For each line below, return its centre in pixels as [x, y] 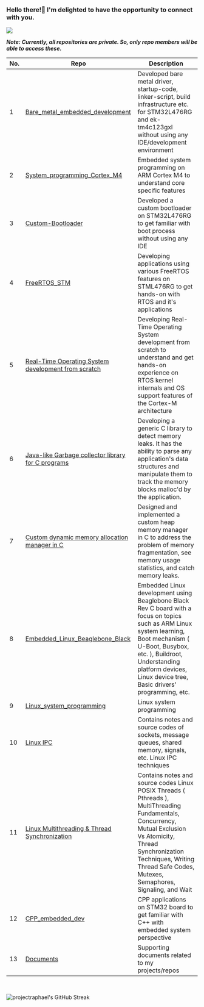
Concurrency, [157, 821]
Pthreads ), [153, 798]
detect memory [159, 436]
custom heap [156, 522]
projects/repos [158, 970]
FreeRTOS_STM [48, 283]
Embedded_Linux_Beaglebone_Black [78, 639]
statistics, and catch [166, 568]
